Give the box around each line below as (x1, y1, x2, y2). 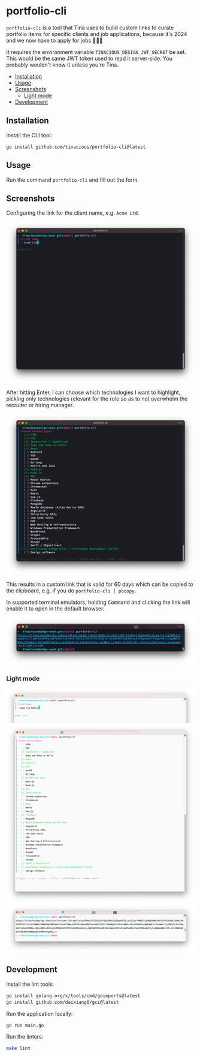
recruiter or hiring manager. (6, 401, 74, 408)
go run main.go (6, 1022, 44, 1028)
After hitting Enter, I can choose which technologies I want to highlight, (6, 389, 181, 396)
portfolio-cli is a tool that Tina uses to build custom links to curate (6, 24, 174, 31)
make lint (6, 1045, 31, 1052)
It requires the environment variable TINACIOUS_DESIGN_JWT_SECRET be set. (6, 48, 187, 55)
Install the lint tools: (6, 980, 54, 988)
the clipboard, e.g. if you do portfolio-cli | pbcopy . (6, 586, 137, 594)
